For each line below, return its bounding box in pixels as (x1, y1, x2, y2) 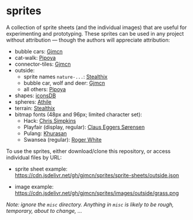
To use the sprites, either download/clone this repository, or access (6, 147, 171, 155)
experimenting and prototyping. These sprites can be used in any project (6, 30, 184, 37)
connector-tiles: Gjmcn (14, 60, 71, 68)
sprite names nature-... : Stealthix (23, 73, 108, 80)
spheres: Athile (14, 98, 52, 105)
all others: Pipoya (23, 85, 66, 93)
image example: (14, 183, 54, 190)
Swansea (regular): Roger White (23, 136, 102, 143)
